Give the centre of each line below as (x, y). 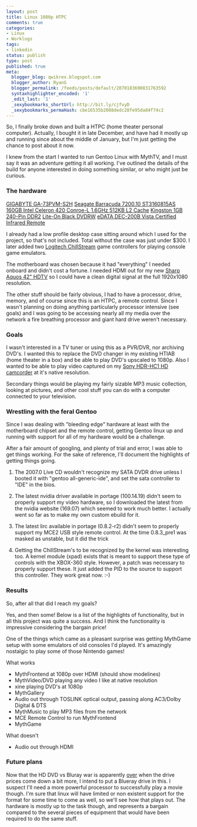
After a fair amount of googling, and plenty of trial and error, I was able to (94, 449)
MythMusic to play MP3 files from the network (71, 711)
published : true (26, 66)
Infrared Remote (26, 222)
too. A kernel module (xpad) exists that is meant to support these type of (102, 556)
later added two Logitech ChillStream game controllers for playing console (96, 246)
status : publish (26, 55)
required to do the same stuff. (42, 818)
